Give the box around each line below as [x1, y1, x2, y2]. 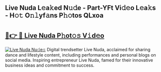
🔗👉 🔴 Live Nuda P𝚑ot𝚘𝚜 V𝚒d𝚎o [5, 31, 104, 40]
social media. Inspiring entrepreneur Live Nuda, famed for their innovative [5, 58, 153, 63]
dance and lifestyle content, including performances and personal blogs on [5, 52, 156, 58]
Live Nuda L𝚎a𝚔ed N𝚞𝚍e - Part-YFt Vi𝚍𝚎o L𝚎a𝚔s [5, 4, 156, 12]
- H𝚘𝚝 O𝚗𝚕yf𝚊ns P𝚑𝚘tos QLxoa [5, 12, 104, 20]
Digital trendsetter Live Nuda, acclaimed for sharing [46, 47, 150, 52]
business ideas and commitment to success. [5, 62, 95, 68]
